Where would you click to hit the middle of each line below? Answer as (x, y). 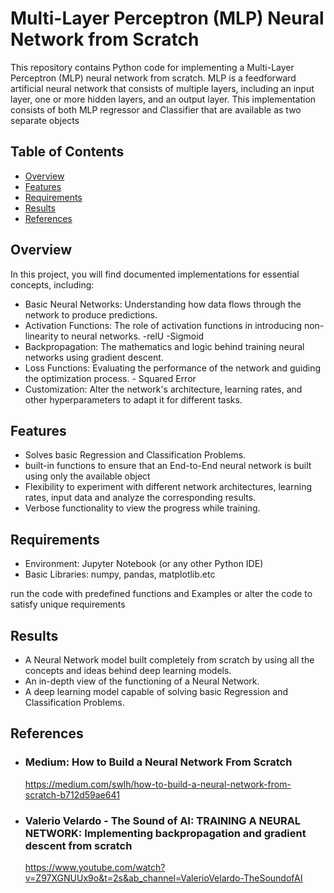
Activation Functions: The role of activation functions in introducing (163, 325)
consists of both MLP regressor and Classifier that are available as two (156, 109)
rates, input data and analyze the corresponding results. (140, 498)
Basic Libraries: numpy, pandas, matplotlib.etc (120, 574)
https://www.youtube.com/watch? (95, 867)
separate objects (45, 120)
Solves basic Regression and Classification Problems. (135, 455)
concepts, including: (52, 284)
